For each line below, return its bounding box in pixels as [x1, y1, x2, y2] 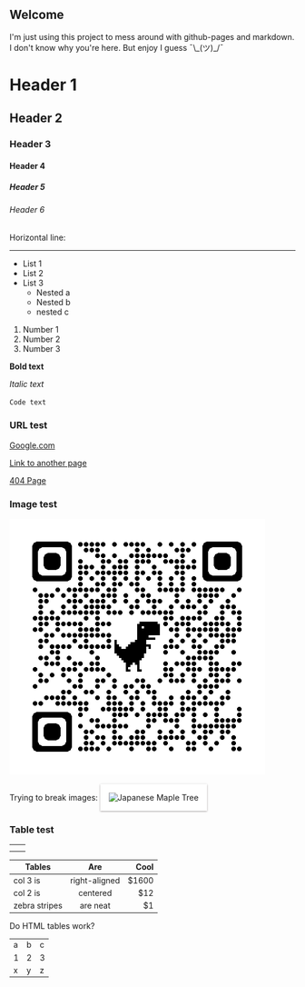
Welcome [9, 7, 64, 23]
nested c [35, 306, 70, 317]
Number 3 [22, 344, 61, 354]
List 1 [22, 258, 43, 269]
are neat [79, 900, 111, 912]
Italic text [9, 379, 44, 390]
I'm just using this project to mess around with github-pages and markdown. [9, 31, 295, 42]
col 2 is [13, 887, 41, 898]
